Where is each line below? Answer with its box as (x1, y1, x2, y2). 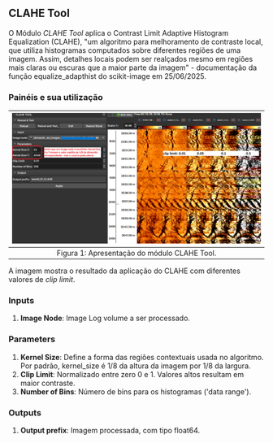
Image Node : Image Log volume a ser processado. (19, 313, 191, 324)
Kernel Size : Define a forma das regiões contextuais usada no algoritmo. (19, 352, 264, 362)
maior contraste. (19, 378, 76, 388)
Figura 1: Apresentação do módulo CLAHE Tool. (56, 248, 217, 258)
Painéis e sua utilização (8, 91, 103, 102)
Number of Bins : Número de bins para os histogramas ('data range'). (19, 386, 252, 397)
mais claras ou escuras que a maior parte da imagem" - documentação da (8, 63, 258, 72)
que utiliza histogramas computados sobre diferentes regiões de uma (8, 45, 241, 55)
